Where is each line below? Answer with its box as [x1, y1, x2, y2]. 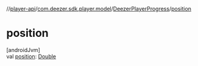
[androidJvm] [6, 46, 41, 53]
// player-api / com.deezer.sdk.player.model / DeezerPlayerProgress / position [6, 5, 192, 12]
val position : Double [6, 53, 57, 60]
